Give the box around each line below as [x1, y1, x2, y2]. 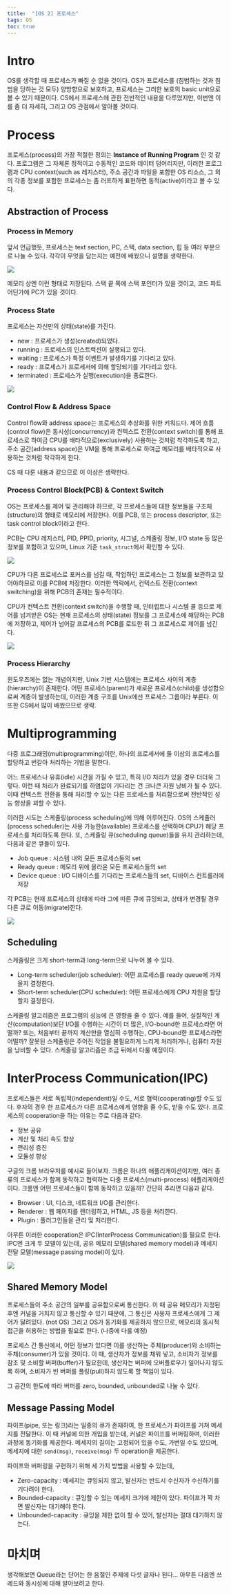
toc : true [7, 23, 36, 30]
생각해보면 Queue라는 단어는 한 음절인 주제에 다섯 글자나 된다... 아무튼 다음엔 [7, 1571, 215, 1579]
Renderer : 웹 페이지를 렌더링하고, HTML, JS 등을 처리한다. [17, 1207, 178, 1215]
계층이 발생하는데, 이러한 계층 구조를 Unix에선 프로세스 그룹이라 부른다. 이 [19, 692, 219, 701]
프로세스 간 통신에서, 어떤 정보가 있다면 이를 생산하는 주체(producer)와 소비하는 [7, 1341, 222, 1349]
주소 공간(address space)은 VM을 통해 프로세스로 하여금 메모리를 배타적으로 [7, 444, 214, 453]
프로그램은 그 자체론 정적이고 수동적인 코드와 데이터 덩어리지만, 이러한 [16, 160, 204, 168]
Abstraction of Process [7, 205, 109, 218]
